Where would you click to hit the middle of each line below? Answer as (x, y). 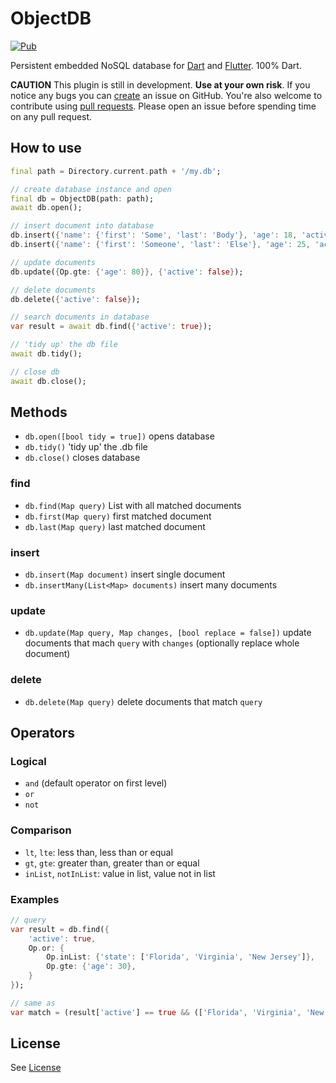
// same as (33, 1003)
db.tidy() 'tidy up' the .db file (86, 447)
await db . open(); (46, 208)
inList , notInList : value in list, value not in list (120, 873)
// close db (35, 372)
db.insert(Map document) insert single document (125, 574)
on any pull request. (51, 116)
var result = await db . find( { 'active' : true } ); (111, 327)
